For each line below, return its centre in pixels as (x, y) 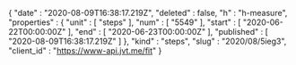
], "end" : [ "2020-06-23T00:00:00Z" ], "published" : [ (168, 32)
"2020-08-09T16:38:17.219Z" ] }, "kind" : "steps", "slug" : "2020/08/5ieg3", (148, 41)
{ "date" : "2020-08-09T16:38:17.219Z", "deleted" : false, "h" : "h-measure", (148, 13)
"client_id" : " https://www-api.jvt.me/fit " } (85, 51)
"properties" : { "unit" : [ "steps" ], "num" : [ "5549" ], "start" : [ (125, 22)
